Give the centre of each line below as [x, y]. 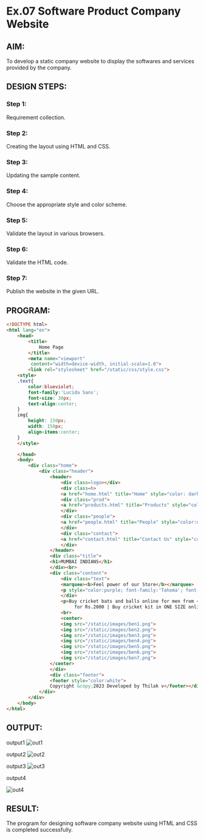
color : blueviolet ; [51, 387]
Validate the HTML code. [37, 262]
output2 [16, 754]
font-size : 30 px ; [50, 398]
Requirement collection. [36, 117]
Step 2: [17, 133]
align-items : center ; [54, 432]
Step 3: [17, 162]
